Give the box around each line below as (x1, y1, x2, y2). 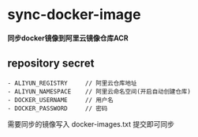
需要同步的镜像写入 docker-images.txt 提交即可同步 (7, 119, 175, 128)
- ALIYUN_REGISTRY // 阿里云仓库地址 (7, 79, 137, 87)
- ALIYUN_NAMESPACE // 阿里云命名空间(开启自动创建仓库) (7, 87, 191, 96)
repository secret (7, 57, 95, 70)
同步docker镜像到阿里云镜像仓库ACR (7, 33, 129, 43)
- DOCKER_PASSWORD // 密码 (7, 105, 108, 112)
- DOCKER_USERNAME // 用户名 (7, 96, 114, 104)
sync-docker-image (7, 6, 141, 24)
